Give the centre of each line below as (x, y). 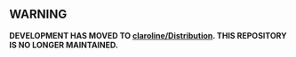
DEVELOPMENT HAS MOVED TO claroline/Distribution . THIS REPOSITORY (148, 35)
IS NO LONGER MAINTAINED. (64, 45)
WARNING (38, 14)
